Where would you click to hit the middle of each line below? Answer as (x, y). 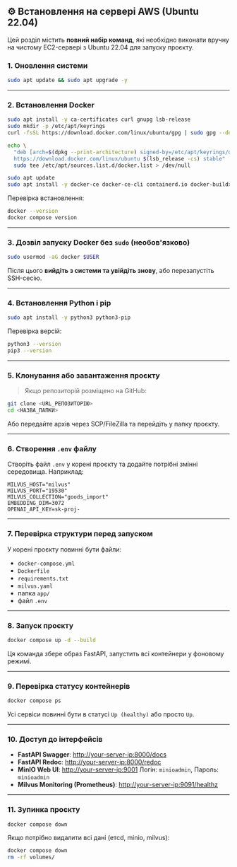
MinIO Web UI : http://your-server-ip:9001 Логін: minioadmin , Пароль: (118, 769)
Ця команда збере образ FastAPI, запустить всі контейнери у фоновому (116, 653)
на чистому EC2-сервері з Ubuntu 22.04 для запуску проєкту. (101, 47)
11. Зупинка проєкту (44, 810)
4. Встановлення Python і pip (59, 303)
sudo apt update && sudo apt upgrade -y (68, 81)
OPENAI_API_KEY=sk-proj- (44, 510)
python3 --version (34, 344)
